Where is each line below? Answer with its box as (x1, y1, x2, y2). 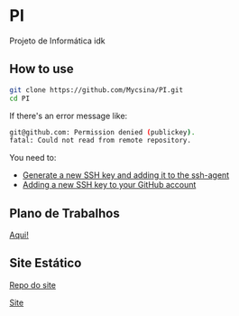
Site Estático (9, 256, 82, 271)
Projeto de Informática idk (9, 35, 106, 46)
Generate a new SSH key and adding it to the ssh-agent (22, 170, 230, 181)
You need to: (9, 153, 57, 163)
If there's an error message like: (9, 110, 128, 121)
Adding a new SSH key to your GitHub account (22, 180, 197, 191)
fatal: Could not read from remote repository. (9, 136, 192, 145)
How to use (9, 61, 74, 77)
